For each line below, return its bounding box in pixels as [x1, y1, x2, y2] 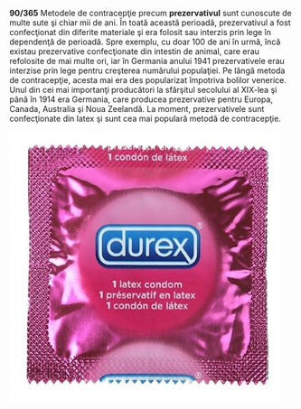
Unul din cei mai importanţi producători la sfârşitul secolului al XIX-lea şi [9, 85, 277, 95]
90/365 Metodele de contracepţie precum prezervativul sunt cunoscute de [9, 8, 292, 18]
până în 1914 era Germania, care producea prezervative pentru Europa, [9, 94, 274, 105]
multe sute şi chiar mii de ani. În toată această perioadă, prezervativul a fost [9, 17, 291, 28]
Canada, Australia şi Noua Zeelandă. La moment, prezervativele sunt [9, 104, 265, 114]
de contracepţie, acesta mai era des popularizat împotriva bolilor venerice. [9, 75, 287, 85]
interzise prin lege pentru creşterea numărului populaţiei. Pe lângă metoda [9, 65, 286, 76]
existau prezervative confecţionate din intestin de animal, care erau [9, 46, 260, 57]
